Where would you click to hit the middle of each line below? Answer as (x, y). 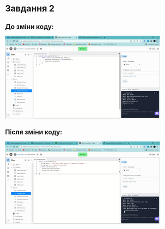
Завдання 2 (30, 9)
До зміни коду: (29, 27)
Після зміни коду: (34, 132)
